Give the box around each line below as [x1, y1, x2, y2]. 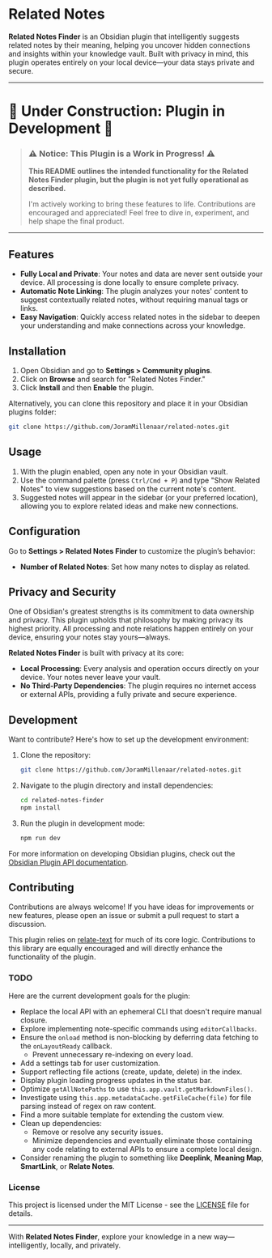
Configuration [8, 525, 81, 538]
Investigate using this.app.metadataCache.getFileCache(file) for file [19, 1092, 252, 1102]
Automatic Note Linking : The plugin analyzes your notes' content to [19, 287, 249, 296]
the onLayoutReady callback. [19, 1041, 113, 1051]
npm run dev [19, 834, 61, 842]
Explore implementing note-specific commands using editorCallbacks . [19, 1023, 257, 1033]
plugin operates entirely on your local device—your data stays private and [8, 57, 255, 67]
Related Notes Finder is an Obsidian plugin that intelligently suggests [8, 32, 240, 41]
